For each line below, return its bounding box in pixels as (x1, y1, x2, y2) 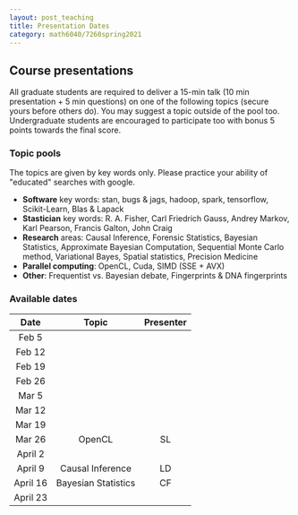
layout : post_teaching (9, 13, 94, 22)
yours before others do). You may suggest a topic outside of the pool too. (9, 106, 280, 116)
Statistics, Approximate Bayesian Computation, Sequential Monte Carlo (21, 242, 285, 253)
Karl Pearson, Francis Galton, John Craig (21, 223, 173, 234)
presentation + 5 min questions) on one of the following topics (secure (9, 96, 269, 107)
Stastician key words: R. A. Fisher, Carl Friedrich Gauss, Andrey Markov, (21, 213, 290, 224)
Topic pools (9, 147, 61, 159)
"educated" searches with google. (9, 176, 136, 188)
